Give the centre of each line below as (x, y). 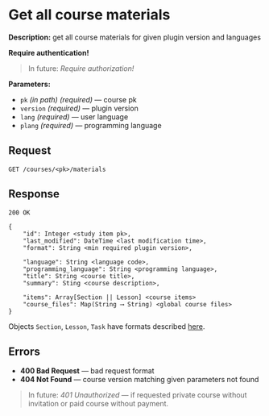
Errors (24, 351)
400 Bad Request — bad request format (87, 371)
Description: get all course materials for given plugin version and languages (135, 37)
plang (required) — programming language (91, 125)
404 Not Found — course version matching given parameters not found (139, 380)
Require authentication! (49, 52)
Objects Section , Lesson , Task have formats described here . (107, 326)
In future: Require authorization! (81, 68)
